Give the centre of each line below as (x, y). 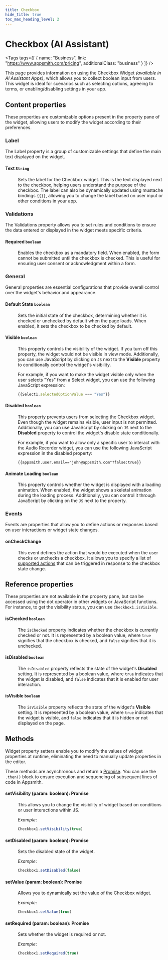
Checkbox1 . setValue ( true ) (45, 912)
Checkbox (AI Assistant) (57, 44)
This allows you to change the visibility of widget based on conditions (90, 805)
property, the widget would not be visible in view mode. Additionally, (89, 354)
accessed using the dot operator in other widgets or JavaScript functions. (81, 602)
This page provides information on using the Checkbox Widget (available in (83, 73)
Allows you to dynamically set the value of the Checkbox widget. (85, 893)
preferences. (18, 128)
